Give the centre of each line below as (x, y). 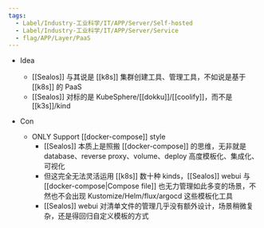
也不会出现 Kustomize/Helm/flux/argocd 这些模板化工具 (142, 196)
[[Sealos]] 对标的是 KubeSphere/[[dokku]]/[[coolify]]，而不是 (132, 97)
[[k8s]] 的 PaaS (57, 87)
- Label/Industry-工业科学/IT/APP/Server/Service (97, 30)
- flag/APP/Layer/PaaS (53, 38)
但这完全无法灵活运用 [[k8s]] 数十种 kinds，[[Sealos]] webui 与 (147, 176)
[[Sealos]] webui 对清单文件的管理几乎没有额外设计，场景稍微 (145, 206)
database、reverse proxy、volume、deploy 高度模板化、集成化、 (151, 156)
